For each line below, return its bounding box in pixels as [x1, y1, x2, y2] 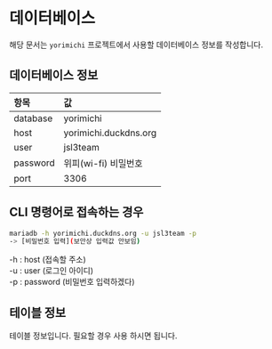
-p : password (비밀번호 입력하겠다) [9, 277, 135, 288]
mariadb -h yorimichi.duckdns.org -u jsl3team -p [9, 229, 197, 238]
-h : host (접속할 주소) [9, 255, 86, 265]
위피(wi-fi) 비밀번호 [63, 157, 144, 169]
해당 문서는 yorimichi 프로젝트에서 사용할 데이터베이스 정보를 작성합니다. [9, 39, 264, 50]
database [13, 112, 53, 125]
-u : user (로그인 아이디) [9, 265, 94, 276]
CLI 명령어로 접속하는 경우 [9, 205, 144, 220]
